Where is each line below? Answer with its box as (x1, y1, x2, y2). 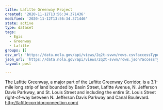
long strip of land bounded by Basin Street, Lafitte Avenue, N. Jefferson (14, 84, 158, 90)
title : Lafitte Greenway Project (5, 7, 73, 12)
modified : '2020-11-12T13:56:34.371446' (5, 16, 88, 21)
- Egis (9, 35, 23, 39)
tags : (5, 30, 16, 35)
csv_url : (5, 52, 23, 57)
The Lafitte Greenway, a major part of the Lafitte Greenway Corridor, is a (5, 79, 150, 85)
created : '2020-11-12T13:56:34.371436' (5, 12, 86, 17)
